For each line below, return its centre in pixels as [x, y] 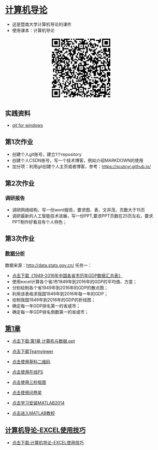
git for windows [28, 125]
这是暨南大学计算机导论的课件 [42, 24]
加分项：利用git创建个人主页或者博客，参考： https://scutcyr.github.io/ [81, 167]
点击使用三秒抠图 [29, 382]
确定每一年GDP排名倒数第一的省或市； [50, 312]
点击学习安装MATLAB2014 [38, 403]
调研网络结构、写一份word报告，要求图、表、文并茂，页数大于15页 [79, 209]
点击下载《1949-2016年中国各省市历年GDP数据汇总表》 [67, 275]
